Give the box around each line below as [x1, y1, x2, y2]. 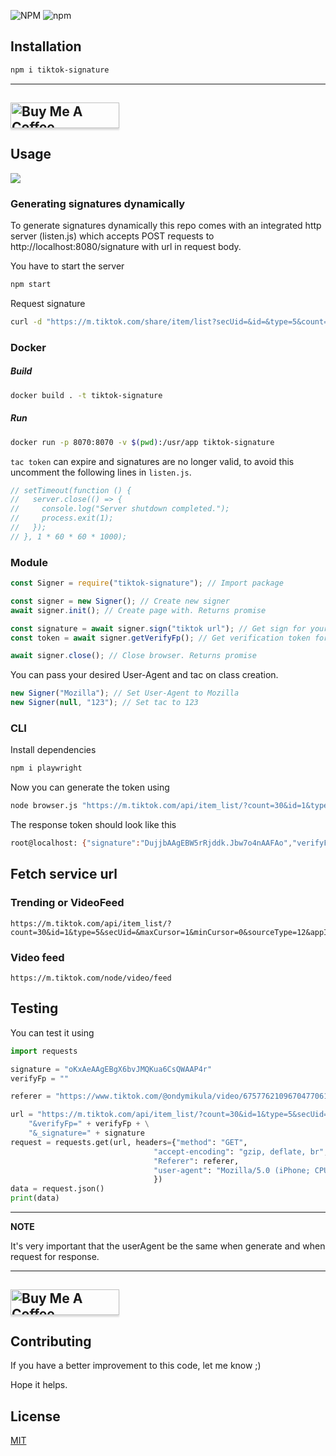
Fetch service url [10, 866, 118, 883]
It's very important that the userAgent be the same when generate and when [10, 1240, 326, 1252]
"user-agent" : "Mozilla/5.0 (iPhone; [153, 1165, 311, 1175]
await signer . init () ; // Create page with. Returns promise [10, 605, 267, 615]
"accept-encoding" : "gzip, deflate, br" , [153, 1146, 329, 1157]
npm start [10, 280, 52, 290]
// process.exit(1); [10, 513, 114, 524]
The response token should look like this [10, 819, 177, 831]
